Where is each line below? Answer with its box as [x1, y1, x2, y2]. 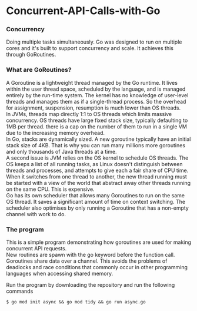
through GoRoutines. [6, 51, 56, 58]
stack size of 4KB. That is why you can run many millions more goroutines [6, 141, 186, 148]
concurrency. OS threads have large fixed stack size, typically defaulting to [6, 117, 188, 124]
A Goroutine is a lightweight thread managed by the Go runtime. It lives [6, 79, 178, 86]
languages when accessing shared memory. [6, 270, 113, 277]
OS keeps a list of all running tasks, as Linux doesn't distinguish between [6, 160, 183, 167]
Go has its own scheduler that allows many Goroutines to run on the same [6, 191, 185, 198]
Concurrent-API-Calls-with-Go [6, 4, 161, 18]
